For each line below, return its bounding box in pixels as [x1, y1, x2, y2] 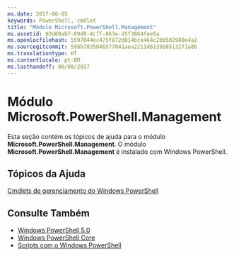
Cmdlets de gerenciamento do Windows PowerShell [7, 187, 159, 195]
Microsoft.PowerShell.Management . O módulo [7, 140, 146, 148]
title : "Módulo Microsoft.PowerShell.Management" [7, 23, 157, 30]
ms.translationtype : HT [7, 50, 78, 57]
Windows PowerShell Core [17, 233, 95, 242]
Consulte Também [7, 207, 90, 219]
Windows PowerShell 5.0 [17, 226, 90, 235]
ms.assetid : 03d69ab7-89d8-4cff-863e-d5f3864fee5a [7, 30, 160, 38]
